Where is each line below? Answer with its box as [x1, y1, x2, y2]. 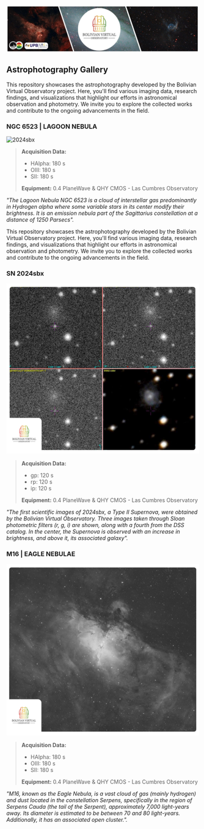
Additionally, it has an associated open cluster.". [6, 816, 128, 823]
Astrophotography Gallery [6, 64, 109, 75]
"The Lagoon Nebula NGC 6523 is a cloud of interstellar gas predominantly [6, 197, 197, 204]
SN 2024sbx [6, 269, 45, 278]
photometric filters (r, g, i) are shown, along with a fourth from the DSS [6, 521, 184, 528]
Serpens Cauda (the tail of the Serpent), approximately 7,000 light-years [6, 803, 189, 811]
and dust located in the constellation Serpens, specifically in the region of [6, 797, 192, 804]
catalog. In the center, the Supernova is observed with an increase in [6, 528, 180, 535]
